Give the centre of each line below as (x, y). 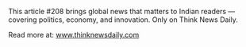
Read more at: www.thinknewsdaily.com (74, 35)
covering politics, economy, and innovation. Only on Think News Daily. (123, 20)
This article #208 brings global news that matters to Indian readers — (122, 11)
